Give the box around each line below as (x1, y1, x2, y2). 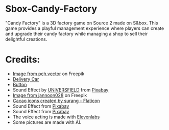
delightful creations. (5, 36, 47, 42)
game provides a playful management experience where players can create (5, 25, 164, 31)
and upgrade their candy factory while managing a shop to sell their (5, 30, 148, 37)
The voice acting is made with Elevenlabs (12, 114, 100, 120)
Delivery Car (12, 76, 39, 82)
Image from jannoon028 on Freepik (12, 92, 87, 98)
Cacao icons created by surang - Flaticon (12, 97, 101, 104)
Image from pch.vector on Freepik (12, 71, 85, 77)
